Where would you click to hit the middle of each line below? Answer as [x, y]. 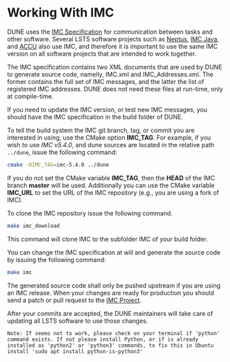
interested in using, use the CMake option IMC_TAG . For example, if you [109, 137]
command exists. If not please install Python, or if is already [103, 339]
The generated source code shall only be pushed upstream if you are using [114, 285]
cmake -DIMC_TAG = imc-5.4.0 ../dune [58, 164]
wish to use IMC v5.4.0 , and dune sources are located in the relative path [111, 145]
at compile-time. [30, 96]
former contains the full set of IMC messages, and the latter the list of [106, 81]
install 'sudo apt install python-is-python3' [75, 351]
